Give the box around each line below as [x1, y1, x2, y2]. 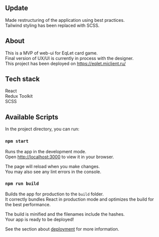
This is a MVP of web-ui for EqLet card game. [5, 50, 98, 56]
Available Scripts [5, 113, 58, 121]
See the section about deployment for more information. [5, 226, 119, 232]
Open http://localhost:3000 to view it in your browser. [5, 154, 115, 160]
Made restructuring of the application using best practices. [5, 17, 125, 23]
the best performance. [5, 201, 51, 207]
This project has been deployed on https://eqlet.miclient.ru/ [5, 60, 126, 66]
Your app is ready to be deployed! [5, 216, 74, 222]
